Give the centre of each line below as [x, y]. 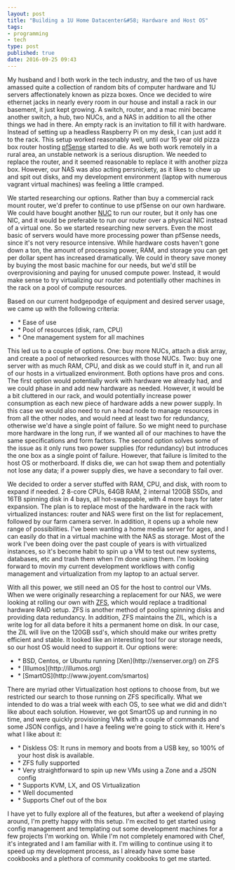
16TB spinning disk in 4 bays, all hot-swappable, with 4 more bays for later [115, 499]
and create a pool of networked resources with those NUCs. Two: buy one [115, 358]
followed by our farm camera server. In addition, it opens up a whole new [113, 521]
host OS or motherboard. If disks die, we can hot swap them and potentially [116, 463]
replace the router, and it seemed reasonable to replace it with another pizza [117, 162]
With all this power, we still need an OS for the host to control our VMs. [109, 587]
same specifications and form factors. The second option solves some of [113, 440]
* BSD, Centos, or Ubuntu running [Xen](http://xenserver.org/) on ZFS [118, 660]
